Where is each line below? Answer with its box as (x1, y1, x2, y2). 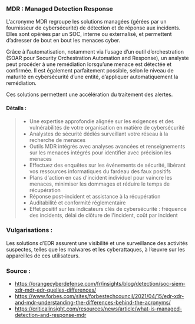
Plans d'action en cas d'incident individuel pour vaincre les (29, 174, 173, 181)
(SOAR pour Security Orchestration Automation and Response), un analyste (6, 55, 190, 62)
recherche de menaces (29, 136, 86, 143)
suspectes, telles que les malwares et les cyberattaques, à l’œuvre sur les (6, 246, 186, 253)
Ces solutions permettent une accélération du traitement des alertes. (6, 91, 173, 98)
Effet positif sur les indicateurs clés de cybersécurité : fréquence (29, 205, 187, 212)
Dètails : (6, 104, 27, 111)
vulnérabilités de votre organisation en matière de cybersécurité (29, 124, 185, 131)
